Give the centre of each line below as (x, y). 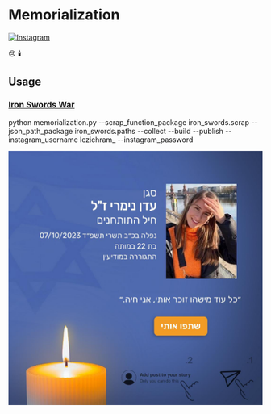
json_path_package (41, 131)
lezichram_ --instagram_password (136, 140)
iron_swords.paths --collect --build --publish (149, 131)
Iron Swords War (42, 105)
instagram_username (43, 140)
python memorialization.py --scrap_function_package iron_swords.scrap (129, 122)
